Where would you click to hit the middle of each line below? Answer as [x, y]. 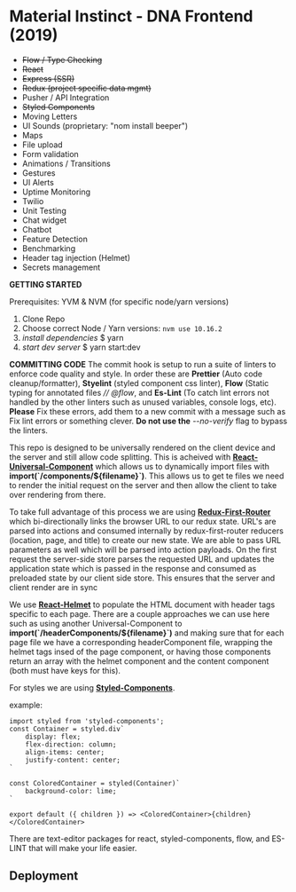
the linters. [29, 430]
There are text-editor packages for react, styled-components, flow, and [140, 838]
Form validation [51, 154]
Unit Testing [44, 210]
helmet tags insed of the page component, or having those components [140, 651]
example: [26, 705]
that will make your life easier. [83, 848]
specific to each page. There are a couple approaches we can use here [140, 613]
